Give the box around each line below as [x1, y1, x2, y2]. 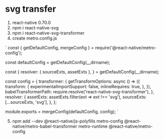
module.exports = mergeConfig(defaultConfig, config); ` [5, 109, 119, 115]
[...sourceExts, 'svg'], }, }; [5, 99, 57, 105]
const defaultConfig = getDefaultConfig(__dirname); [5, 59, 110, 65]
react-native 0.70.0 [12, 20, 51, 25]
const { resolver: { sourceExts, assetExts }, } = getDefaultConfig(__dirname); [5, 69, 160, 74]
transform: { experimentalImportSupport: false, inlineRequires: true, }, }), [5, 83, 151, 89]
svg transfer [5, 3, 56, 15]
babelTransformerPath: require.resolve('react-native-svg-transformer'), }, [5, 89, 155, 94]
